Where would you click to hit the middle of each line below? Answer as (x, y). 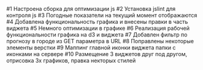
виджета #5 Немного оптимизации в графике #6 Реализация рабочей (98, 28)
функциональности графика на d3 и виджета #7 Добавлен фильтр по (97, 35)
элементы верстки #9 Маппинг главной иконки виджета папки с (91, 47)
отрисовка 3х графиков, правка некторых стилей (71, 61)
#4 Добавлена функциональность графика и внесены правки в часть (97, 22)
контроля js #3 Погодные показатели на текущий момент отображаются (102, 15)
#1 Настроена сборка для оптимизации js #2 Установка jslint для (91, 9)
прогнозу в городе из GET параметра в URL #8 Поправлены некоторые (100, 41)
